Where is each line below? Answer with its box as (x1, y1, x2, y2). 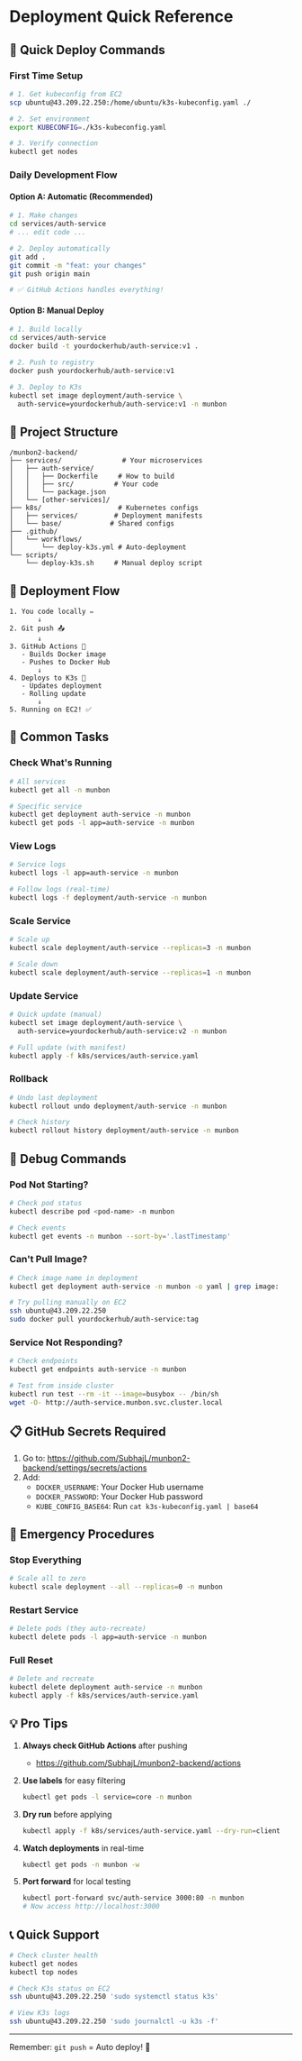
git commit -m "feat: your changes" (9, 261, 147, 270)
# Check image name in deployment (9, 1273, 139, 1282)
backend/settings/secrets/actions (22, 1462, 147, 1473)
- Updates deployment (21, 682, 102, 691)
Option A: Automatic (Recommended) (9, 191, 154, 202)
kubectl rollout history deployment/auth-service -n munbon (9, 1126, 240, 1135)
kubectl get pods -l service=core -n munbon (22, 1792, 192, 1801)
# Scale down (9, 959, 58, 968)
